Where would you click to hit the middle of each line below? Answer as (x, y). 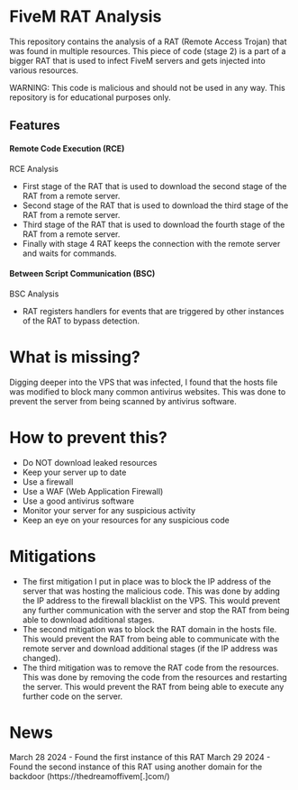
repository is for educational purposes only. (90, 97)
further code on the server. (72, 696)
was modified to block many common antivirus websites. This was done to (148, 391)
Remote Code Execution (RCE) (67, 148)
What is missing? (75, 357)
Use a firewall (48, 481)
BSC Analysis (34, 294)
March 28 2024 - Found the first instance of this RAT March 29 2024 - (140, 758)
